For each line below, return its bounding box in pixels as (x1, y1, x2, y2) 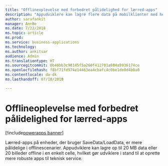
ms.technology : (5, 44, 37, 49)
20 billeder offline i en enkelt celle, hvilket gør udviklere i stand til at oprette (5, 150, 160, 156)
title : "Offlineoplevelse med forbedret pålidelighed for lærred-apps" (5, 7, 157, 12)
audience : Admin (5, 53, 39, 59)
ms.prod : (5, 35, 23, 40)
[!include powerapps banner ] (5, 130, 64, 136)
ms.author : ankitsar (5, 49, 48, 54)
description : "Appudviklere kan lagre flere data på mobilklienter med (5, 12, 157, 17)
